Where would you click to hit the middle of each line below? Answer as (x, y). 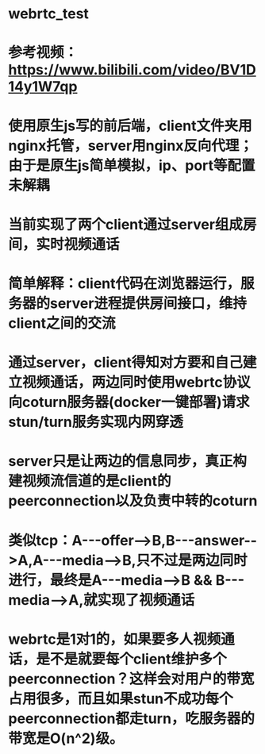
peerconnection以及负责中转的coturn (133, 501)
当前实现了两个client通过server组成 (126, 224)
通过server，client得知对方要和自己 (126, 363)
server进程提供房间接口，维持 (149, 303)
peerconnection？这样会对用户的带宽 (131, 679)
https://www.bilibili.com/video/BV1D (132, 70)
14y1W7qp (43, 87)
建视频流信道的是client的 (90, 481)
